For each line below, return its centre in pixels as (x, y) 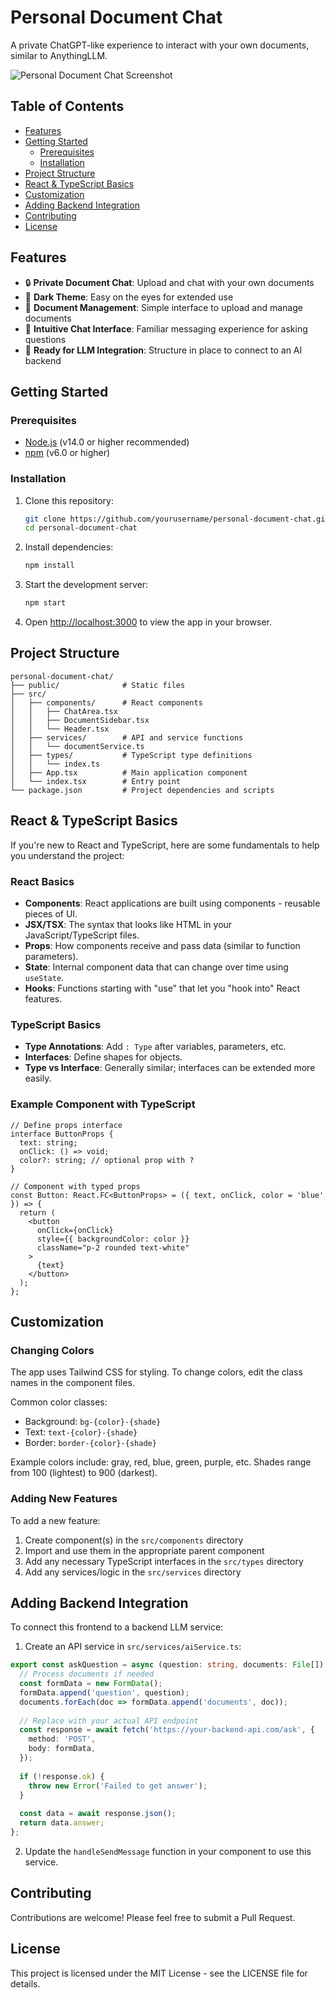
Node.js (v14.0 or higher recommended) (107, 442)
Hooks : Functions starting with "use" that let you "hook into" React (162, 988)
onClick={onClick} (75, 1230)
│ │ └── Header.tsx (60, 729)
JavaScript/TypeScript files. (82, 935)
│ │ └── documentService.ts (77, 746)
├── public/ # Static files (98, 685)
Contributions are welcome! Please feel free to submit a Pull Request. (153, 1917)
